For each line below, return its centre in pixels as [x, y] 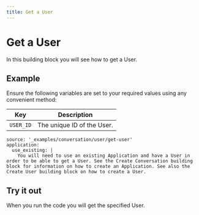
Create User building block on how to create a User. [77, 172]
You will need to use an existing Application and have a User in [104, 156]
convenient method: [32, 100]
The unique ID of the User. [75, 125]
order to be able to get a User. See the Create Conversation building [99, 161]
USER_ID [21, 125]
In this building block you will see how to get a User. [72, 59]
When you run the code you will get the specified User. [76, 205]
